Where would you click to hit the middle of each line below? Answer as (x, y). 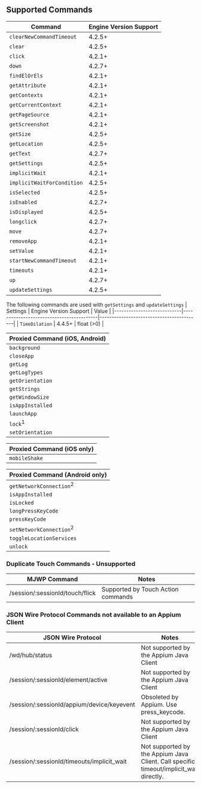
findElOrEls (26, 75)
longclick (23, 222)
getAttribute (28, 85)
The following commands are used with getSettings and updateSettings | (97, 304)
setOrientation (31, 433)
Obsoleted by (160, 697)
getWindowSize (29, 397)
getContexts (26, 95)
